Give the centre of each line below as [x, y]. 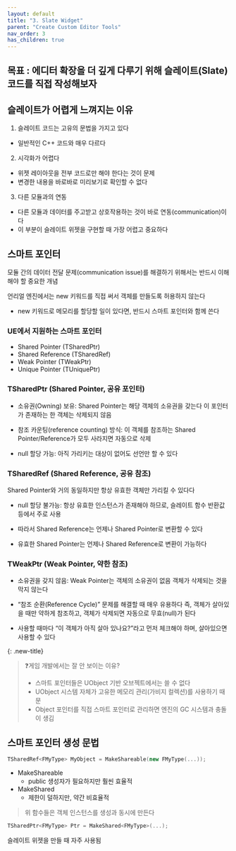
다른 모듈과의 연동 [42, 197]
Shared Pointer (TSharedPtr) [59, 347]
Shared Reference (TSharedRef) [64, 354]
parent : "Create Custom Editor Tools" [64, 27]
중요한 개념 [43, 281]
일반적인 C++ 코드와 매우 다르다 [61, 143]
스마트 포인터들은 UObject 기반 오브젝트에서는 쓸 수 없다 [113, 683]
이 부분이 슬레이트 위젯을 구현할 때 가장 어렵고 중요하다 [93, 229]
